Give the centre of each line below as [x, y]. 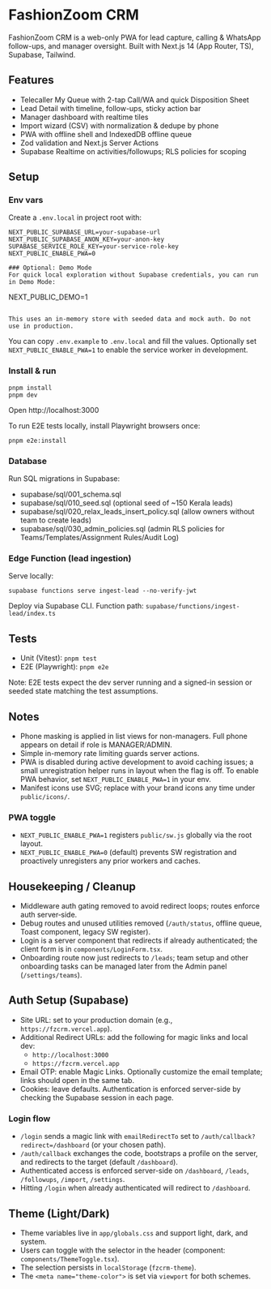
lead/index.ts [32, 614]
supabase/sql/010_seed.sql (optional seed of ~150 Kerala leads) [126, 503]
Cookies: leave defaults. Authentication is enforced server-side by [130, 1089]
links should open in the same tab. [77, 1080]
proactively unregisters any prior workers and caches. [110, 861]
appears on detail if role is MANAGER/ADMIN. [96, 745]
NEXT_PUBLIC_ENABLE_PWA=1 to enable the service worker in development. [128, 350]
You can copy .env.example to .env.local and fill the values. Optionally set [133, 342]
